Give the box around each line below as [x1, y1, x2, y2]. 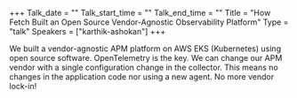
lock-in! [9, 81, 37, 91]
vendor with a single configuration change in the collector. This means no [9, 62, 278, 72]
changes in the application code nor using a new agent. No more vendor [9, 72, 274, 82]
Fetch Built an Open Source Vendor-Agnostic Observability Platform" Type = [9, 17, 289, 27]
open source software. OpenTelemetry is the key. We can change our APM [9, 53, 283, 63]
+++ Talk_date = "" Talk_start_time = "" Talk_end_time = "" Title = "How [9, 8, 271, 18]
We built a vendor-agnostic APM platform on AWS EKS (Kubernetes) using [9, 43, 282, 54]
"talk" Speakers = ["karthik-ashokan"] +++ [9, 26, 166, 36]
